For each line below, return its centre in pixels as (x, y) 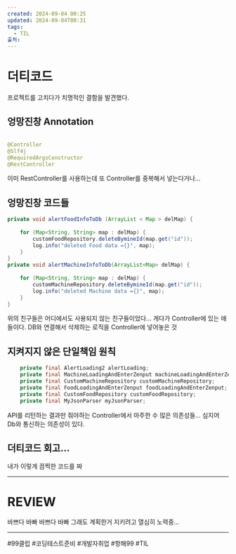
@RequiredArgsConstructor (45, 158)
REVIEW (32, 502)
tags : (15, 27)
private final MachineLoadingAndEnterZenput (86, 375)
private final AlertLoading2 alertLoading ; (85, 368)
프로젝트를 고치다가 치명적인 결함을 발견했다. (68, 98)
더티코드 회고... (39, 448)
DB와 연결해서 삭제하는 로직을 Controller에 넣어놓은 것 (103, 327)
